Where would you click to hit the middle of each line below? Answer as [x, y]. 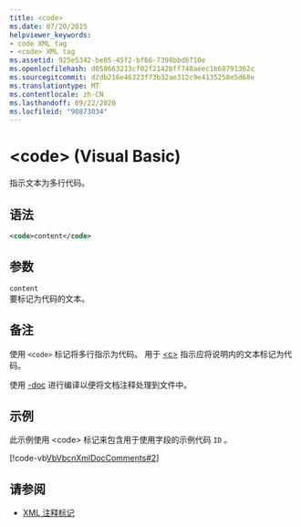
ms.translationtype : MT [55, 86]
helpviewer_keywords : [51, 35]
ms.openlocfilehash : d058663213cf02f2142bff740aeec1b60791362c [132, 69]
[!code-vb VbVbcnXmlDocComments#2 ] [84, 458]
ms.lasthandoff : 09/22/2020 [63, 103]
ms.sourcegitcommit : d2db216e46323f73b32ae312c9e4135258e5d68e [132, 78]
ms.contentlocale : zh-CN [57, 94]
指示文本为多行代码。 [49, 183]
